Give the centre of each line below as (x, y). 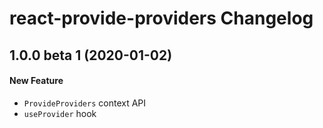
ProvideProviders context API (85, 103)
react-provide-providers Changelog (161, 18)
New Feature (36, 81)
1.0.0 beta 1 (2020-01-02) (91, 55)
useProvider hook (60, 113)
